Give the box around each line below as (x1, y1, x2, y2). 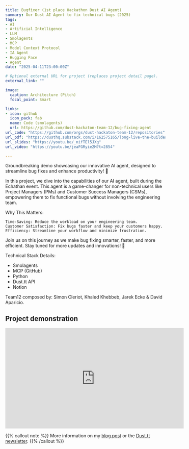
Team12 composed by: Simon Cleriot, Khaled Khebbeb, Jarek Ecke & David (5, 294, 163, 300)
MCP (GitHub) (12, 268, 42, 274)
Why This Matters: (5, 210, 44, 216)
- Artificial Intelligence (5, 27, 63, 32)
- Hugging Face (5, 55, 38, 60)
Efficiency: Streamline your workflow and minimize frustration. (5, 228, 147, 234)
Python (12, 273, 28, 280)
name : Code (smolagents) (10, 120, 63, 126)
